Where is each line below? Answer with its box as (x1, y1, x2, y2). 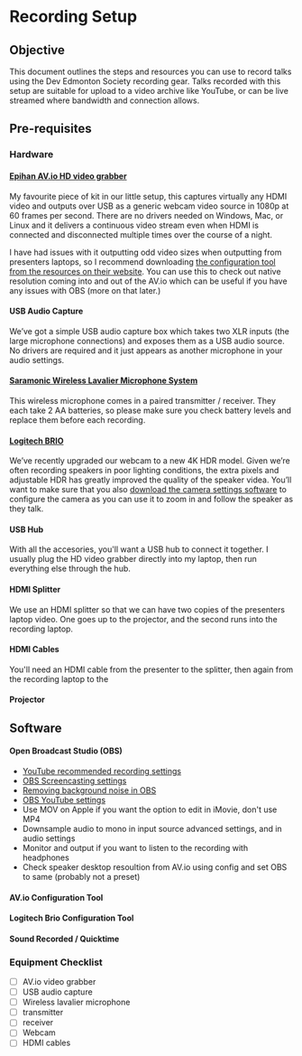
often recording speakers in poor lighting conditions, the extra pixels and (9, 465, 279, 476)
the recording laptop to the (9, 673, 109, 684)
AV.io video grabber (22, 977, 96, 986)
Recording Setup (9, 6, 138, 27)
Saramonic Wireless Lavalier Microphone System (9, 375, 198, 386)
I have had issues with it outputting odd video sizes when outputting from (9, 247, 282, 257)
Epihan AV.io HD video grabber (9, 170, 128, 182)
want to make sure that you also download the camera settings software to (9, 484, 287, 495)
